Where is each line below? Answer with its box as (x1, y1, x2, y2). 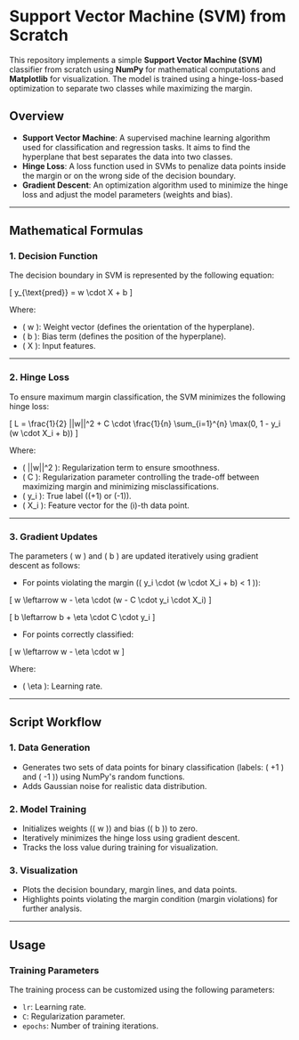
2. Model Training (9, 802, 87, 815)
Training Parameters (9, 963, 100, 976)
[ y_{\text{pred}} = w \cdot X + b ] (9, 287, 133, 298)
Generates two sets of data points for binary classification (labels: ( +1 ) (21, 762, 285, 772)
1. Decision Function (9, 250, 98, 262)
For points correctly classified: (21, 629, 134, 640)
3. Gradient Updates (9, 530, 98, 543)
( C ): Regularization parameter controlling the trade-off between (21, 472, 260, 482)
